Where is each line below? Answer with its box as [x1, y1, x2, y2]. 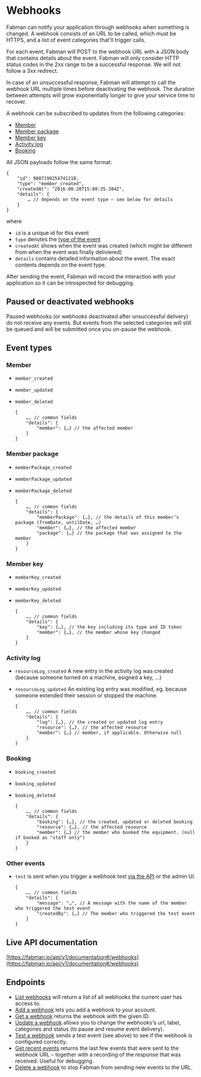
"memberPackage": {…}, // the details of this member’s [37, 514, 179, 520]
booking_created [14, 769, 56, 775]
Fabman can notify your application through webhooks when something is [6, 23, 190, 31]
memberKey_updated [14, 586, 61, 593]
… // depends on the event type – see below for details [28, 196, 173, 202]
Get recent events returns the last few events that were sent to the [14, 1045, 179, 1052]
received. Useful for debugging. [14, 1057, 94, 1064]
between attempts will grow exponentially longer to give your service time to [6, 91, 195, 99]
